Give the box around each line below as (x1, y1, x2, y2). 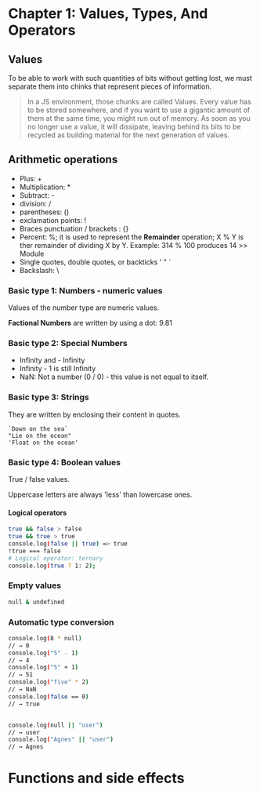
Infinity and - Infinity (19, 355, 85, 365)
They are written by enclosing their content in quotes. (8, 410, 182, 419)
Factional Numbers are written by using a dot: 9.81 (8, 319, 172, 328)
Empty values (8, 580, 61, 591)
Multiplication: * (19, 182, 71, 191)
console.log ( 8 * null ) (8, 634, 82, 642)
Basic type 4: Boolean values (8, 457, 121, 468)
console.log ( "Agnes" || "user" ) (8, 735, 114, 744)
